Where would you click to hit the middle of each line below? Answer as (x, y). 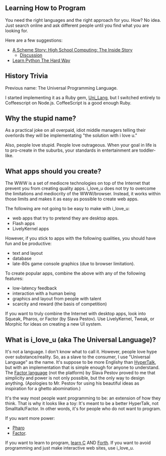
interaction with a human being (44, 293)
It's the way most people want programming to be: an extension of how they (83, 398)
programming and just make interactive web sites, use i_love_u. (70, 448)
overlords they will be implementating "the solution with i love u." (71, 135)
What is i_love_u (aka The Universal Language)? (81, 340)
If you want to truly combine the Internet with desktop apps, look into (76, 314)
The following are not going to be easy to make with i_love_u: (67, 209)
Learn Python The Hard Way (41, 60)
